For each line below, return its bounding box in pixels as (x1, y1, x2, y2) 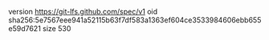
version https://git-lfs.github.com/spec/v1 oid (8, 7, 158, 16)
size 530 (43, 24, 71, 33)
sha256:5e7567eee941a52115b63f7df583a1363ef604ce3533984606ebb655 (8, 15, 262, 25)
